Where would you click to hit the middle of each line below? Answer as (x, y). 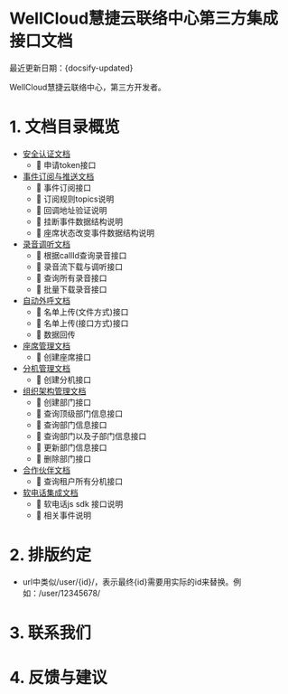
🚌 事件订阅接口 (64, 187)
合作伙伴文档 (46, 470)
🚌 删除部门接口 (64, 458)
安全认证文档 (46, 154)
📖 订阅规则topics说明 (75, 199)
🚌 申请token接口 (66, 164)
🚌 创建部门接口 (64, 402)
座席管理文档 (46, 345)
